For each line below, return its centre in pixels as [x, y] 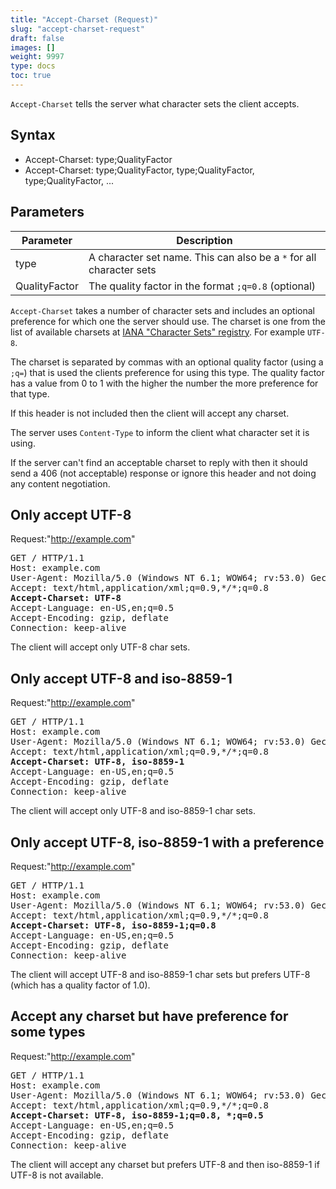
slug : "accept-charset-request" [77, 29]
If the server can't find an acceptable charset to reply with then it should [159, 462]
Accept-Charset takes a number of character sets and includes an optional [162, 310]
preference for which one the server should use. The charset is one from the [168, 321]
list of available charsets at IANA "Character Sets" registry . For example [158, 332]
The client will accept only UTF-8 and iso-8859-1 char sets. [133, 811]
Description [204, 240]
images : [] [33, 47]
